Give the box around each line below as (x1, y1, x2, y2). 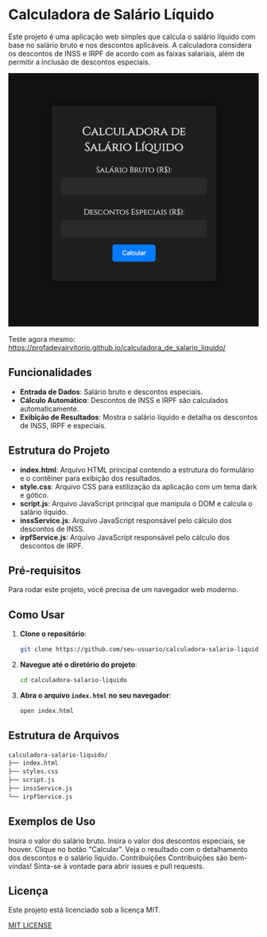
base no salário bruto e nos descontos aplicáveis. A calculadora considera (8, 40, 252, 49)
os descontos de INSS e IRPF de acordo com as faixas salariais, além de (8, 48, 245, 58)
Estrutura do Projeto (8, 443, 110, 458)
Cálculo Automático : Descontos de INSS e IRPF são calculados (19, 395, 229, 405)
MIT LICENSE (8, 920, 52, 931)
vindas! (8, 861, 33, 871)
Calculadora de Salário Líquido (8, 6, 215, 24)
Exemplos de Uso (8, 815, 96, 828)
